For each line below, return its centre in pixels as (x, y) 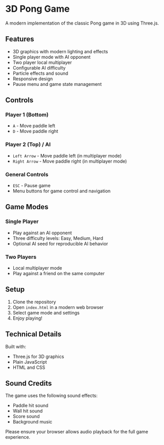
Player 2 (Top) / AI (28, 145)
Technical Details (33, 334)
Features (20, 39)
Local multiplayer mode (37, 268)
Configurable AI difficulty (39, 68)
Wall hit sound (28, 411)
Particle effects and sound (40, 73)
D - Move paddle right (36, 131)
